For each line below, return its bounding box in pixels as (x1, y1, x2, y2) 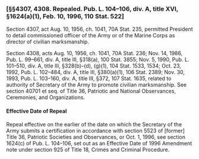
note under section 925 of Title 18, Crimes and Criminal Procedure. (6, 146, 170, 153)
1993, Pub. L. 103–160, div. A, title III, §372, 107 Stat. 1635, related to (6, 75, 172, 82)
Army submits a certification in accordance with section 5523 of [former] (6, 127, 185, 134)
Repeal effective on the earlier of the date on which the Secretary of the (6, 120, 182, 128)
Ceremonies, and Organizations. (6, 94, 85, 101)
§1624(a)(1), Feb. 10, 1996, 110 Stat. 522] (6, 12, 125, 20)
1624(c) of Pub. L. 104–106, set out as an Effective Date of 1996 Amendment (6, 139, 192, 147)
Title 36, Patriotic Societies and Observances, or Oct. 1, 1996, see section (6, 133, 186, 141)
